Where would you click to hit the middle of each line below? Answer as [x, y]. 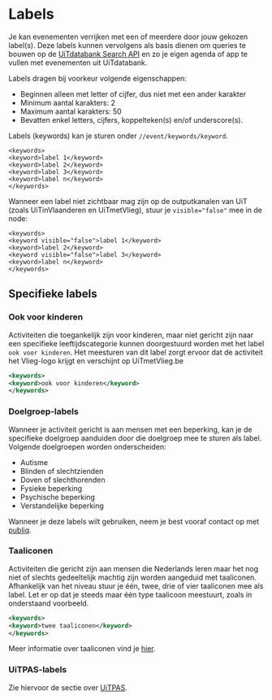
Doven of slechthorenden [63, 480]
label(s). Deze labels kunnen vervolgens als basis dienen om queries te [127, 45]
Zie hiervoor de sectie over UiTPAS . [68, 687]
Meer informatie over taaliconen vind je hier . [82, 649]
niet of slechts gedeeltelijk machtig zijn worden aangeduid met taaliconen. [133, 577]
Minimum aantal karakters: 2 [68, 102]
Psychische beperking [58, 497]
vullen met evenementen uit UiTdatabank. [78, 63]
